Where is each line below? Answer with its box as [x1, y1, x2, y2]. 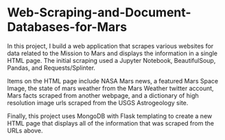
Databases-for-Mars [7, 19, 128, 35]
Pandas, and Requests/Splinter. [7, 64, 96, 72]
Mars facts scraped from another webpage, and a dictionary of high [7, 91, 199, 100]
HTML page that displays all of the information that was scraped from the [7, 119, 215, 127]
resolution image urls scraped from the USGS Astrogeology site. [7, 98, 189, 107]
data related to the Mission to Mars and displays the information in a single [7, 49, 218, 57]
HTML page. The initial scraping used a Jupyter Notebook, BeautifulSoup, [7, 56, 216, 64]
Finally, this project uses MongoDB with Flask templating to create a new [7, 111, 213, 120]
